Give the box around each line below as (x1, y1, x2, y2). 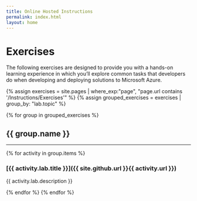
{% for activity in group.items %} (6, 150, 86, 157)
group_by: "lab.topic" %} (6, 100, 66, 107)
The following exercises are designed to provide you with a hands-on (6, 64, 174, 71)
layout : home (6, 19, 38, 25)
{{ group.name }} (6, 128, 70, 138)
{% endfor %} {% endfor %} (6, 189, 74, 196)
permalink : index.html (6, 14, 62, 20)
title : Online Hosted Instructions (6, 8, 93, 15)
